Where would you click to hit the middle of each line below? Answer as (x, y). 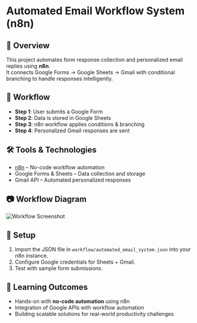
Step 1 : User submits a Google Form (59, 112)
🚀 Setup (21, 235)
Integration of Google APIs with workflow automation (79, 308)
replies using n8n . (28, 66)
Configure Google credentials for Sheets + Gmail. (75, 262)
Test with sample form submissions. (59, 268)
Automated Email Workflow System (96, 11)
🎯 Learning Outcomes (47, 287)
